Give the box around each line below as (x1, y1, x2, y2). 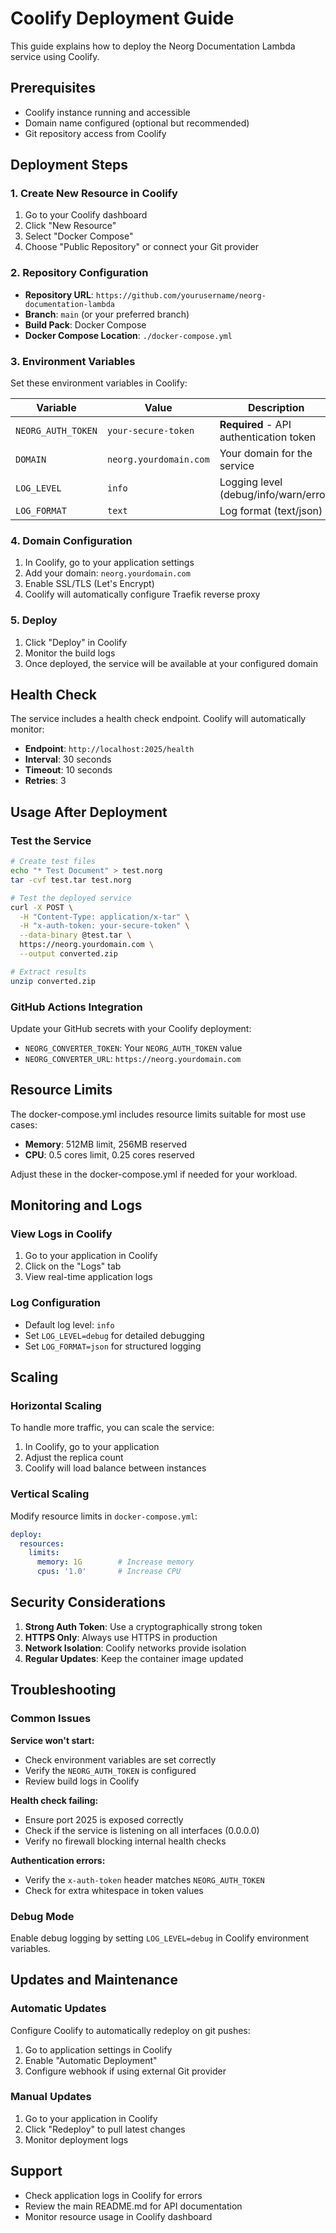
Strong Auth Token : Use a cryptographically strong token (24, 1620, 263, 1632)
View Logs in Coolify (10, 1227, 113, 1241)
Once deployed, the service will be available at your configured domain (24, 657, 319, 669)
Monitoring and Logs (10, 1197, 143, 1214)
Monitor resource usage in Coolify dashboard (24, 2210, 213, 2222)
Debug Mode (10, 1909, 75, 1923)
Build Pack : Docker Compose (24, 318, 147, 331)
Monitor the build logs (24, 647, 116, 659)
